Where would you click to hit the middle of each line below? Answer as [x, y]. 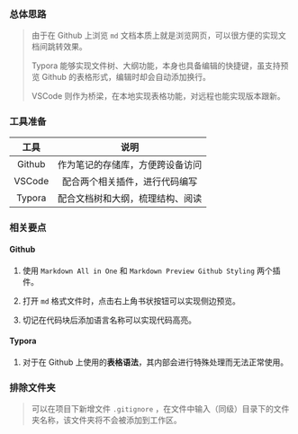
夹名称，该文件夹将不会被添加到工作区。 [106, 421]
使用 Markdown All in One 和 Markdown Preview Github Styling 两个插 [151, 270]
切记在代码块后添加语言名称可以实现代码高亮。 [109, 320]
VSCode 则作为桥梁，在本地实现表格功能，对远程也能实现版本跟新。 [158, 96]
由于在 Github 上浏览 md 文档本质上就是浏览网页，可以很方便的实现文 [158, 35]
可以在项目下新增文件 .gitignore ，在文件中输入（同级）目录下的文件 [160, 409]
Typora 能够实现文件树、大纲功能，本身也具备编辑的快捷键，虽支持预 [160, 66]
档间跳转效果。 [59, 47]
